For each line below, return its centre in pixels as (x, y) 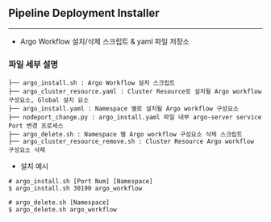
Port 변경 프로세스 (36, 126)
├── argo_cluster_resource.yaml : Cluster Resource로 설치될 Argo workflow (135, 92)
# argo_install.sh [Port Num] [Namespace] (81, 182)
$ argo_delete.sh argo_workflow (63, 210)
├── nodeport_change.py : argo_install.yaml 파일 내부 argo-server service (135, 117)
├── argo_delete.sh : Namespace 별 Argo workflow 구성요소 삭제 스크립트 (125, 135)
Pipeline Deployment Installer (84, 13)
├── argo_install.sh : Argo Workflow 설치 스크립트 (92, 83)
